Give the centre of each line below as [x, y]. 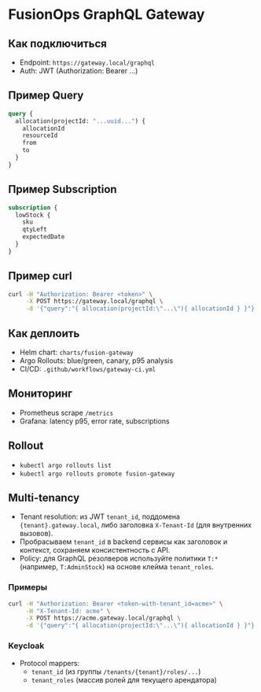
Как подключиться [58, 44]
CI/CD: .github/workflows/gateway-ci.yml [88, 369]
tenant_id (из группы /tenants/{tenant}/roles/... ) [116, 672]
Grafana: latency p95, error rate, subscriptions [95, 421]
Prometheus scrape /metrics [66, 413]
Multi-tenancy [44, 498]
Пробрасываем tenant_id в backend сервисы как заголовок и [123, 542]
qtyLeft [35, 230]
